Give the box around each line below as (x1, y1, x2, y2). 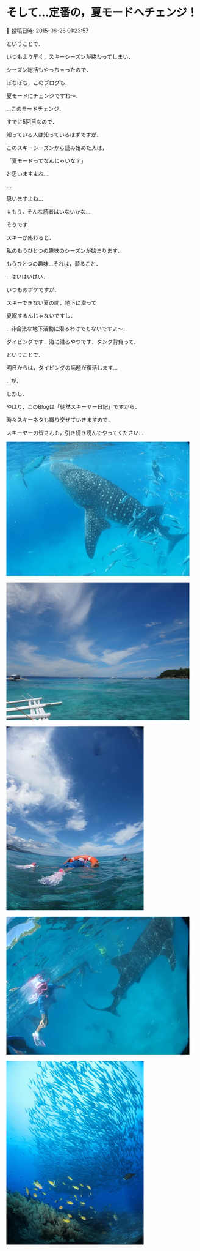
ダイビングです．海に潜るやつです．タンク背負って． (6, 338, 139, 345)
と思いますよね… (6, 170, 49, 177)
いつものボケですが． (6, 286, 60, 293)
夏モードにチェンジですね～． (6, 92, 81, 99)
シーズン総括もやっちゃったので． (6, 65, 91, 73)
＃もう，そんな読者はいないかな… (6, 207, 91, 215)
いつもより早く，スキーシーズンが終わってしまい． (6, 53, 134, 60)
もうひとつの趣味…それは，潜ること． (6, 260, 102, 267)
